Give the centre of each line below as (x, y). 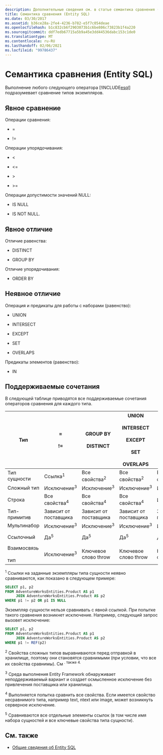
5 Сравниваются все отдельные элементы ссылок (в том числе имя (76, 715)
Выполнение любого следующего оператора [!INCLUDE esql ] (68, 87)
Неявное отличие (33, 294)
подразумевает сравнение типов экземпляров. (54, 93)
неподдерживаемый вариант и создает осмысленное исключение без (78, 679)
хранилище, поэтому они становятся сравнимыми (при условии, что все (81, 658)
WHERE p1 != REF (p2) (26, 643)
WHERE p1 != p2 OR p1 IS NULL (36, 601)
